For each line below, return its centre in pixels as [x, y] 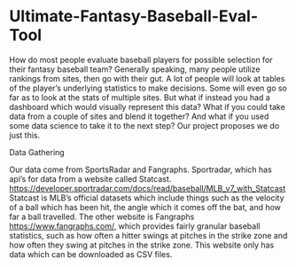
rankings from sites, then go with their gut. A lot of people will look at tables [147, 78]
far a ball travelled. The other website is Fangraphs [102, 216]
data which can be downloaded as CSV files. [91, 254]
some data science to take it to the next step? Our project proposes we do [144, 125]
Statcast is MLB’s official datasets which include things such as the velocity [147, 198]
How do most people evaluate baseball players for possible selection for [141, 59]
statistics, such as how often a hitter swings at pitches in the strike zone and [148, 235]
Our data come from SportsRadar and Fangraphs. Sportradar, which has [140, 169]
